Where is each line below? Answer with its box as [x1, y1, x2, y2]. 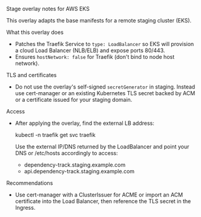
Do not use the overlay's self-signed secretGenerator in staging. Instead [15, 83, 196, 90]
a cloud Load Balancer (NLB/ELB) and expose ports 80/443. [15, 47, 165, 54]
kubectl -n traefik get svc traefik [15, 132, 96, 138]
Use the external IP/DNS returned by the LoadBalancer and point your [15, 143, 189, 150]
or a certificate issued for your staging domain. [15, 96, 133, 103]
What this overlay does [6, 28, 64, 36]
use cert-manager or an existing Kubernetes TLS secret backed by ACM [15, 90, 196, 96]
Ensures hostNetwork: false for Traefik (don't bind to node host [15, 53, 174, 60]
